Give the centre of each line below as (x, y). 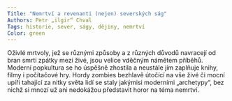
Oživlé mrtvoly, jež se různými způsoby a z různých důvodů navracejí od (112, 53)
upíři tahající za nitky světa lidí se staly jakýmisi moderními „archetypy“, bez (116, 83)
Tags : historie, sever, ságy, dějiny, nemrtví (76, 26)
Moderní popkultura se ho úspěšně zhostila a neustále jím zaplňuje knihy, (113, 68)
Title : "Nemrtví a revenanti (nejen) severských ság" (87, 14)
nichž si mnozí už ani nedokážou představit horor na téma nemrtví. (103, 90)
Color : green (26, 33)
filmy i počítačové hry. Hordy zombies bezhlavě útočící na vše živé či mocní (116, 75)
